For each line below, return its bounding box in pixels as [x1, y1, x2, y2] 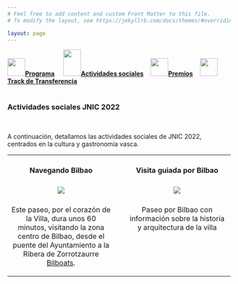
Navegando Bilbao [29, 166, 93, 176]
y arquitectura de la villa [137, 222, 217, 232]
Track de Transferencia [7, 77, 78, 86]
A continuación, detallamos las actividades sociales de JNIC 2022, [7, 132, 202, 140]
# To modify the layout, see [7, 17, 93, 24]
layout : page [7, 30, 46, 37]
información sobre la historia [130, 214, 225, 224]
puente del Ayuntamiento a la [13, 240, 110, 250]
